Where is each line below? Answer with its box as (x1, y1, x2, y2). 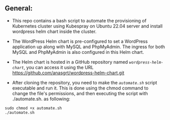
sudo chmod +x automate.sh (5, 105, 62, 111)
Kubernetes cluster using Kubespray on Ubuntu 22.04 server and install (12, 23, 163, 29)
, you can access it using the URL (23, 64, 94, 70)
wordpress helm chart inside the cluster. (12, 28, 97, 35)
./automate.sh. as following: (12, 96, 71, 102)
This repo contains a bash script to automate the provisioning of (12, 17, 147, 23)
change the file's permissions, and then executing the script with (12, 90, 148, 96)
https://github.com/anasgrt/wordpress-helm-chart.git (12, 70, 125, 76)
